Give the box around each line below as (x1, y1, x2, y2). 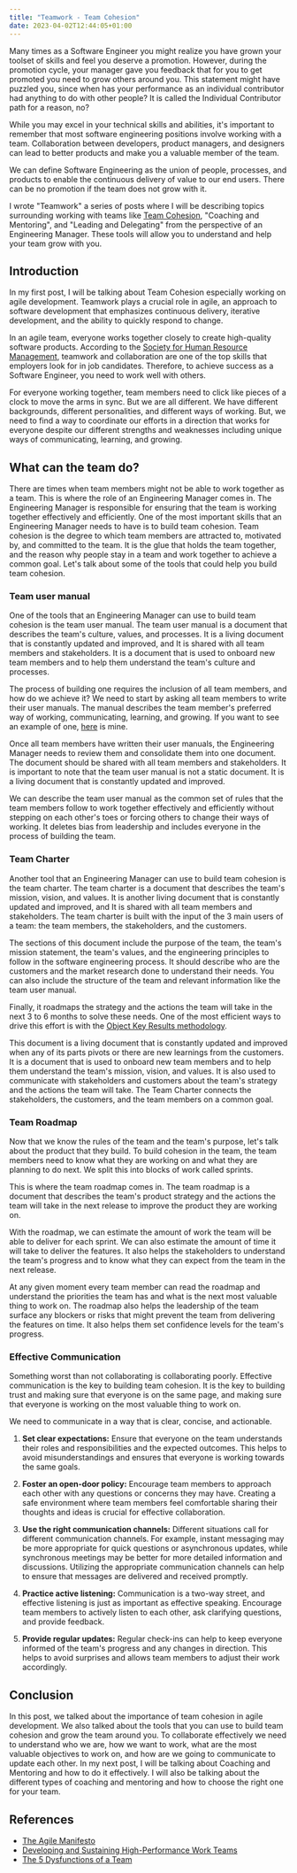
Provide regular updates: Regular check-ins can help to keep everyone (21, 1634, 283, 1645)
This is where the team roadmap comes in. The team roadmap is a (9, 1182, 250, 1192)
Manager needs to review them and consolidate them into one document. (9, 748, 277, 759)
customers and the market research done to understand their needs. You (9, 966, 275, 976)
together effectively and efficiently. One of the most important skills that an (9, 512, 283, 522)
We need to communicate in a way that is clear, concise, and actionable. (9, 1416, 272, 1427)
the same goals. (21, 1461, 81, 1472)
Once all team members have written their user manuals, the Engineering (9, 738, 275, 749)
